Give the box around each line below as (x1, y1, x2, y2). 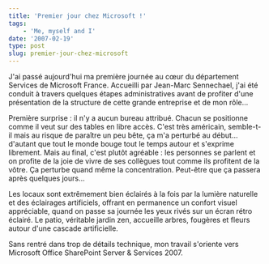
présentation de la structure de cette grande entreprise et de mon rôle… (8, 98, 249, 107)
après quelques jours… (8, 173, 85, 183)
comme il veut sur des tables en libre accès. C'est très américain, (8, 122, 227, 131)
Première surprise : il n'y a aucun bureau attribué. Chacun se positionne (8, 113, 249, 122)
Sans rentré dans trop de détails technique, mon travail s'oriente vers (8, 240, 239, 249)
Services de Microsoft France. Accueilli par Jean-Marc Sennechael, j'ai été (8, 80, 258, 90)
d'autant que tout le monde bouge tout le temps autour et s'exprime (8, 139, 235, 148)
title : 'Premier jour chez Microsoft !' (8, 11, 147, 20)
